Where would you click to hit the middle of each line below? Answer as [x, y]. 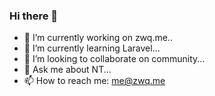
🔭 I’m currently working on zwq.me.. [98, 38]
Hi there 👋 [34, 16]
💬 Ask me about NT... [67, 70]
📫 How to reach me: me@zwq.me [94, 81]
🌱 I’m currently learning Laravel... [92, 48]
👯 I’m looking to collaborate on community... [114, 59]
